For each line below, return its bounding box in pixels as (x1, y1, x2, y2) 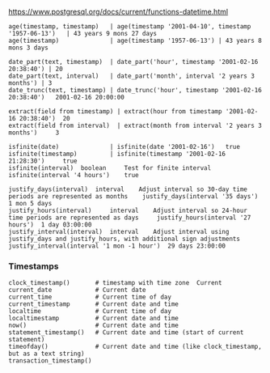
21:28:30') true (8, 157, 78, 165)
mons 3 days (8, 44, 49, 52)
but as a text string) (8, 350, 85, 358)
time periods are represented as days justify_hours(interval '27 (8, 214, 251, 222)
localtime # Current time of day (8, 307, 172, 316)
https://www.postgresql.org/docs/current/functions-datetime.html (8, 7, 229, 16)
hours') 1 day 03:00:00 (8, 221, 92, 229)
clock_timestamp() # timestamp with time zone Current (8, 279, 222, 287)
